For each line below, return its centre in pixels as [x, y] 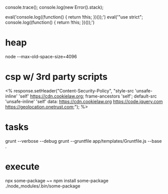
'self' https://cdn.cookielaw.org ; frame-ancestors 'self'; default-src [88, 96]
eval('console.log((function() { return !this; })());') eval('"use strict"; [74, 17]
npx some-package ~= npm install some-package [57, 180]
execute [23, 167]
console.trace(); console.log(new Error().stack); [54, 7]
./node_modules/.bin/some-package [43, 186]
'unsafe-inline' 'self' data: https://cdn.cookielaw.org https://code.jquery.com [84, 101]
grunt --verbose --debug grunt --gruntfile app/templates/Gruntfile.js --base [83, 141]
